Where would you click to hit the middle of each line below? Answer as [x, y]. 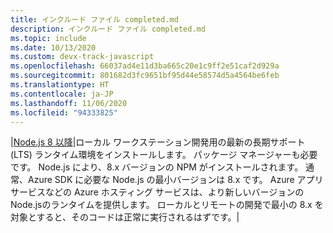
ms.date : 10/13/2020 [53, 47]
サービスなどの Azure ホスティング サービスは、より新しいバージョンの [157, 192]
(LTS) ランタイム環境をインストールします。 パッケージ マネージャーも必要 [164, 155]
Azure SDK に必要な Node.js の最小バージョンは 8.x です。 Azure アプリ [175, 180]
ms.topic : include [48, 38]
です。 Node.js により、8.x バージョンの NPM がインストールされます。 [157, 167]
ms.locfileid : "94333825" [64, 112]
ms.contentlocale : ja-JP [62, 94]
